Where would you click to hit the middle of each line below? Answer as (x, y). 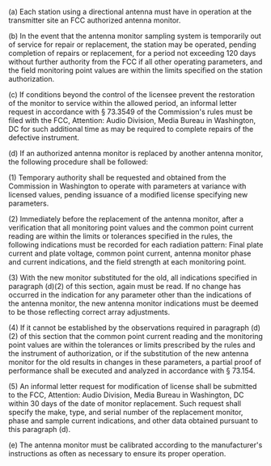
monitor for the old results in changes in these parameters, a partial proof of (135, 362)
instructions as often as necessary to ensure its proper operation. (117, 453)
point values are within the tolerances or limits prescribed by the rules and (132, 345)
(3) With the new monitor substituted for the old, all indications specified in (133, 277)
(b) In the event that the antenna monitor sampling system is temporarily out (135, 36)
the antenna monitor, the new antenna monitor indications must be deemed (133, 303)
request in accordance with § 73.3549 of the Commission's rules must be (131, 112)
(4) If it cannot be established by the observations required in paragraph (129, 328)
